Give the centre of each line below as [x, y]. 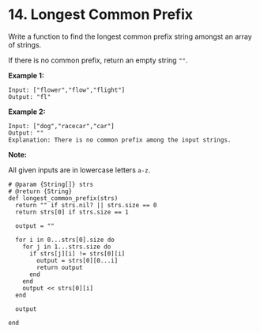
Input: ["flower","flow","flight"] [67, 90]
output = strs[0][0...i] [77, 260]
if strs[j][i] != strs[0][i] [77, 254]
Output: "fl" [30, 96]
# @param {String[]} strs [51, 184]
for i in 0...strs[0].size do [65, 240]
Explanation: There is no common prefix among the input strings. [120, 140]
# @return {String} [40, 191]
